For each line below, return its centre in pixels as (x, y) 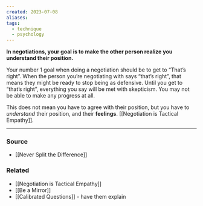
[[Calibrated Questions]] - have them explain (70, 196)
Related (18, 170)
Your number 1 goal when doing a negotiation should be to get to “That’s (96, 70)
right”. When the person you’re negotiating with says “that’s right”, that (94, 76)
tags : (13, 23)
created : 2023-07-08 (32, 12)
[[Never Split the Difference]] (51, 154)
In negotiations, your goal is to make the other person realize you (89, 51)
